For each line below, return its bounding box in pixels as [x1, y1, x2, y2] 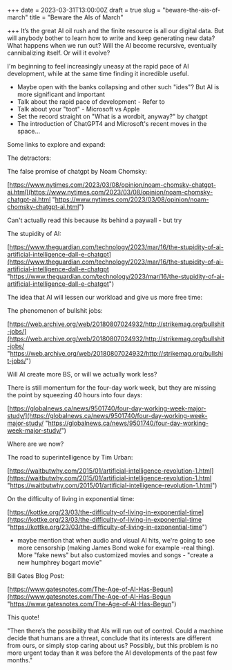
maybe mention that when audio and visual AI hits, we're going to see [17, 536, 215, 544]
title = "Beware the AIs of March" [29, 13, 124, 21]
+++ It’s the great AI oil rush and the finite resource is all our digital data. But [7, 27, 224, 35]
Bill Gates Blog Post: [7, 572, 65, 580]
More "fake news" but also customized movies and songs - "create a [17, 551, 214, 559]
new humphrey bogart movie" [17, 559, 102, 566]
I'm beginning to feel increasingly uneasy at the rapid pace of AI [7, 62, 190, 70]
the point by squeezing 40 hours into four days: [7, 391, 143, 399]
